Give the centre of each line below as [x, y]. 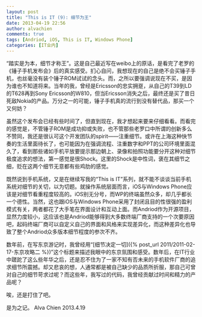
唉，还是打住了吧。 [30, 295]
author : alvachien [29, 29]
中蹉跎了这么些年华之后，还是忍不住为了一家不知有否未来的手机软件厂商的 [98, 259]
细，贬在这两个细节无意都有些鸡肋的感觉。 [59, 166]
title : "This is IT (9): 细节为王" [49, 17]
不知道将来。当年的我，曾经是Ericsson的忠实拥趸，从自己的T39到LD [107, 85]
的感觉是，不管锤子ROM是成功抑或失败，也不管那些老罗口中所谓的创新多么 [99, 128]
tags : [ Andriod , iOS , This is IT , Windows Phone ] [70, 40]
